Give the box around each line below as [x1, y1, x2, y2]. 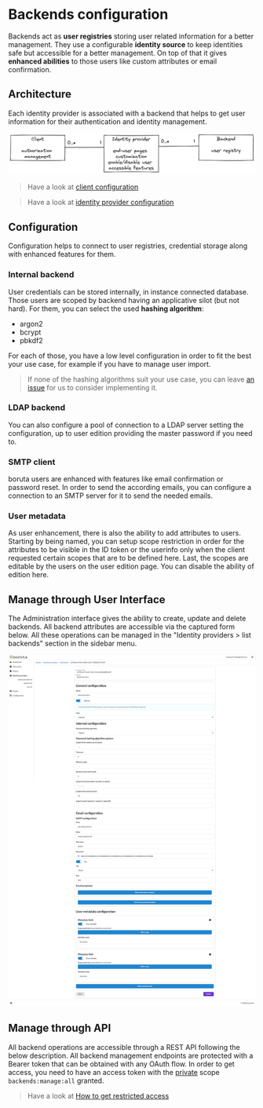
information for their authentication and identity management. [8, 116, 207, 126]
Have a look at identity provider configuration [27, 198, 174, 207]
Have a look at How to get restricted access [27, 1091, 170, 1100]
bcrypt [19, 327, 42, 337]
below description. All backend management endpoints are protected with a [8, 1051, 254, 1060]
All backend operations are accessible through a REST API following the [8, 1042, 241, 1051]
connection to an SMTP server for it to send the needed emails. [8, 491, 214, 500]
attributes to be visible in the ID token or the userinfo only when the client [8, 545, 246, 554]
